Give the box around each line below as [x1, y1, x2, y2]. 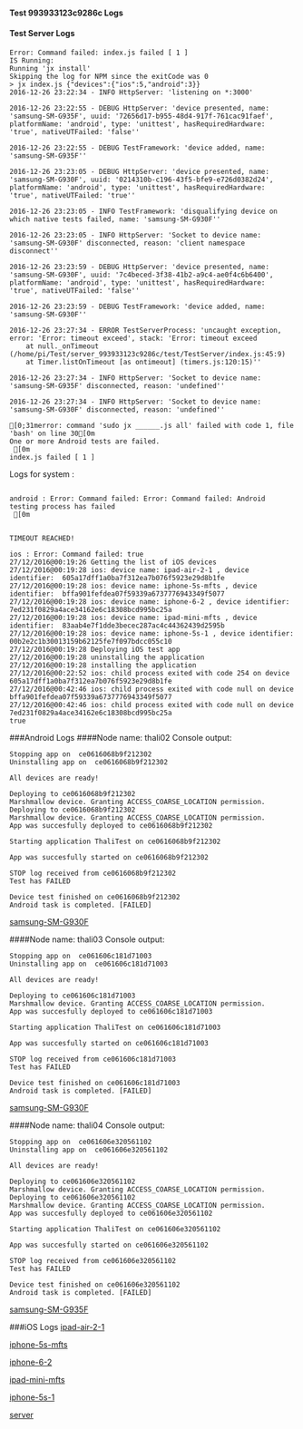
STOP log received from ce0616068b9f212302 [9, 869, 177, 878]
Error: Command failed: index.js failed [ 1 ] [9, 48, 189, 57]
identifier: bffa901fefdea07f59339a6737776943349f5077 [9, 589, 225, 598]
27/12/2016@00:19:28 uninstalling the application [9, 653, 205, 662]
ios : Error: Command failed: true [9, 549, 144, 559]
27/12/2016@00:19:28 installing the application [9, 660, 197, 670]
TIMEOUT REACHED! [9, 533, 75, 543]
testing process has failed [9, 501, 116, 511]
